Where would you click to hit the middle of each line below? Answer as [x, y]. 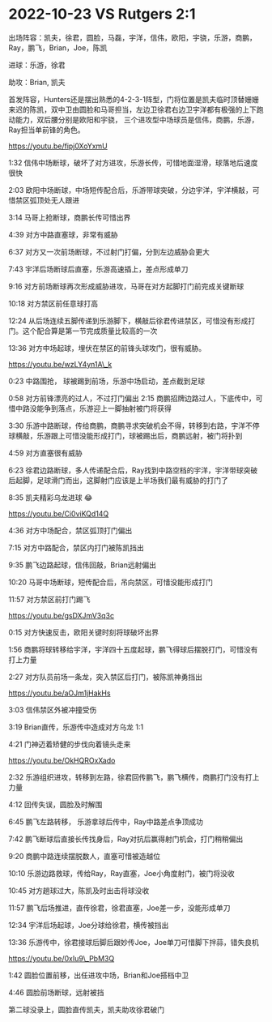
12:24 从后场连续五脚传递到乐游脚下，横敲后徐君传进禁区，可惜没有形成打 [132, 320]
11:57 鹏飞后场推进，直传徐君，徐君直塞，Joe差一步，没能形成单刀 [119, 908]
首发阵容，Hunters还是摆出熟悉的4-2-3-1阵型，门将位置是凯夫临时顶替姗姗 [134, 99]
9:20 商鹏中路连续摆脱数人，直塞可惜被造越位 [85, 856]
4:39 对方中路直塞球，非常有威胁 [64, 234]
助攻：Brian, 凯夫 [37, 82]
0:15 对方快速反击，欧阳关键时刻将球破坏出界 [84, 632]
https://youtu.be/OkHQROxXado [62, 760]
